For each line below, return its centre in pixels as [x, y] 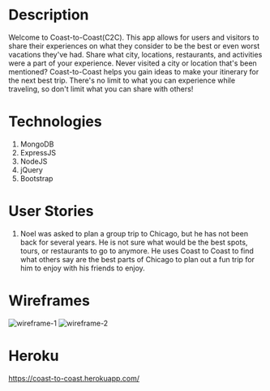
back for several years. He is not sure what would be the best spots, [134, 242]
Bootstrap [36, 178]
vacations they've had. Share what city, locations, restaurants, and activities [135, 54]
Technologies [56, 122]
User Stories [51, 211]
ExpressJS [38, 152]
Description [49, 15]
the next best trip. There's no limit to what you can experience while [122, 80]
